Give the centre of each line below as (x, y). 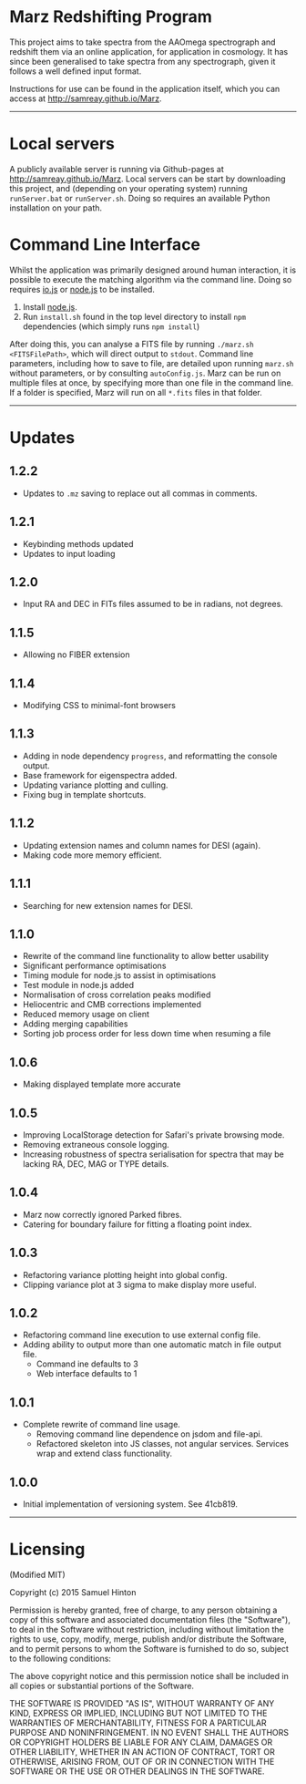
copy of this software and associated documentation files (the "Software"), (150, 1619)
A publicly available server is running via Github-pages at (117, 169)
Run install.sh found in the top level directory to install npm (134, 316)
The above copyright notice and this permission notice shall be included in (149, 1676)
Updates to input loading (69, 553)
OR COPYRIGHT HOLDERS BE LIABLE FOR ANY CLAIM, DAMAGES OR (141, 1742)
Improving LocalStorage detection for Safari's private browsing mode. (153, 1134)
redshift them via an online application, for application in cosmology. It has (149, 51)
